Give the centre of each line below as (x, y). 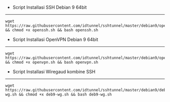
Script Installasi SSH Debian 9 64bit (50, 7)
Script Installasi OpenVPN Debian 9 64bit (55, 39)
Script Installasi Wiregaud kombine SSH (54, 72)
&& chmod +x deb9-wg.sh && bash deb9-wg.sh (65, 94)
